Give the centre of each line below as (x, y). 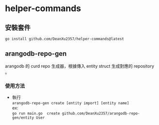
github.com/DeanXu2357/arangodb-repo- (101, 114)
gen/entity (23, 118)
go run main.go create (36, 114)
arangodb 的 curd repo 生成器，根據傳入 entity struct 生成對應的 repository (80, 66)
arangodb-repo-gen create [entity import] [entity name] (71, 103)
